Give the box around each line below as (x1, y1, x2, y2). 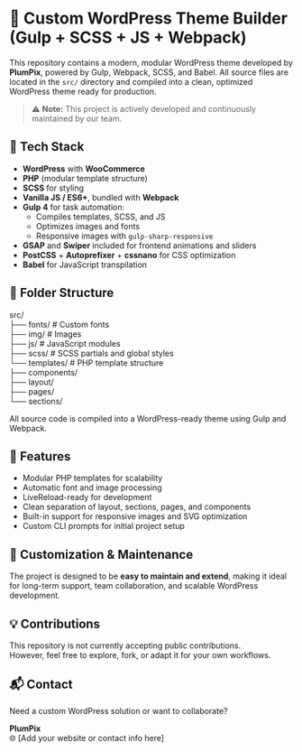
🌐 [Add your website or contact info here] (9, 732, 165, 743)
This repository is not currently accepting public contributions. (9, 640, 242, 651)
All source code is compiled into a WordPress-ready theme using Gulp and (9, 413, 287, 423)
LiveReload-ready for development (22, 492, 152, 503)
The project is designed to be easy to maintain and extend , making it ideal (9, 571, 287, 581)
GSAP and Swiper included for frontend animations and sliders (22, 239, 257, 251)
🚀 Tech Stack (9, 139, 85, 154)
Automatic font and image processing (22, 482, 162, 493)
